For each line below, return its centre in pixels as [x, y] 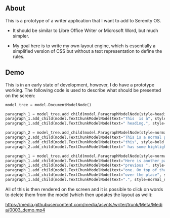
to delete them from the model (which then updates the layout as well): [79, 195]
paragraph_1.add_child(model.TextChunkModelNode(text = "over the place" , [83, 175]
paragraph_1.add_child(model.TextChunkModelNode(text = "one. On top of [81, 170]
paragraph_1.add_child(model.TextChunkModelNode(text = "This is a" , [79, 119]
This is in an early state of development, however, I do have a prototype [80, 85]
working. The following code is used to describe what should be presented [83, 90]
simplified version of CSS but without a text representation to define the [87, 51]
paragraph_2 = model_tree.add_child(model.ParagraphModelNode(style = [80, 133]
